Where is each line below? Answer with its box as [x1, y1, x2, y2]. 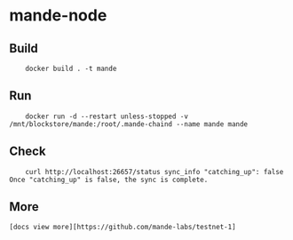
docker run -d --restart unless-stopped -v [25, 112, 189, 121]
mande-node [9, 5, 107, 26]
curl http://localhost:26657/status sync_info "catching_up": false [25, 167, 284, 176]
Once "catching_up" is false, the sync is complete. [9, 175, 209, 184]
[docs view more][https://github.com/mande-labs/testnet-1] [9, 223, 237, 232]
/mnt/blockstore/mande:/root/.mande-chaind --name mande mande [9, 119, 249, 129]
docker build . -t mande [25, 64, 117, 73]
